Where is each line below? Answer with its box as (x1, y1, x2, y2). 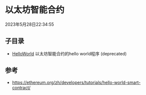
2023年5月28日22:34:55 (5, 21, 54, 27)
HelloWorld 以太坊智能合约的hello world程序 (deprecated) (12, 50, 127, 56)
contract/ (12, 84, 30, 90)
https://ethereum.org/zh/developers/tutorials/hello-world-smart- (12, 79, 141, 85)
